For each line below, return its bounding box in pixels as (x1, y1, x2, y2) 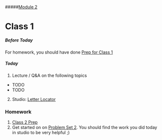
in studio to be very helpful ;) (12, 130, 70, 136)
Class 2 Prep (12, 119, 38, 125)
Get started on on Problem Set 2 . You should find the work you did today (12, 125, 158, 130)
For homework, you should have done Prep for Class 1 (5, 49, 113, 55)
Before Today (5, 37, 33, 43)
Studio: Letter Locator (12, 97, 56, 102)
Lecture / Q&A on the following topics (12, 72, 87, 79)
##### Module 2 (5, 4, 38, 10)
